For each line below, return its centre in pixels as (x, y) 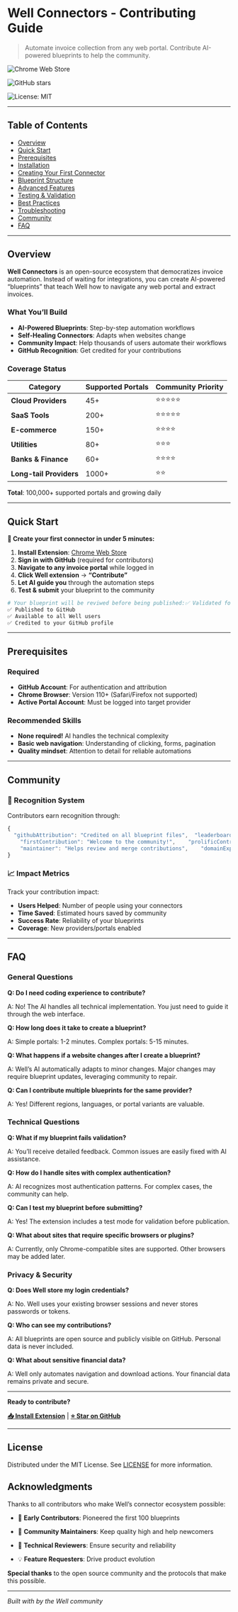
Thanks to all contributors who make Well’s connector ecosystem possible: (117, 1504)
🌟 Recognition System (46, 800)
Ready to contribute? (39, 1402)
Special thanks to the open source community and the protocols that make (117, 1573)
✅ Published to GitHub (41, 610)
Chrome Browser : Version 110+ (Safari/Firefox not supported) (108, 695)
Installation (34, 165)
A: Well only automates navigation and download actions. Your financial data (119, 1374)
